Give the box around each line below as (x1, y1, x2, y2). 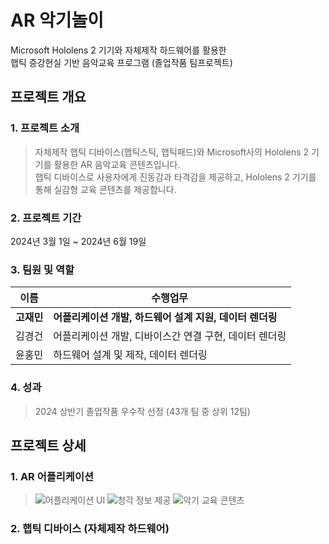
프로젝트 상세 (10, 437, 87, 454)
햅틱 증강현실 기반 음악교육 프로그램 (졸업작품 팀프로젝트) (10, 56, 233, 68)
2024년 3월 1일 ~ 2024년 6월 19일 (10, 235, 147, 247)
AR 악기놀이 (10, 9, 104, 32)
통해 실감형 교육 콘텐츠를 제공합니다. (34, 183, 177, 195)
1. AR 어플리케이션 (10, 469, 95, 483)
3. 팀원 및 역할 (10, 262, 75, 276)
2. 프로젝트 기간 (10, 211, 82, 225)
